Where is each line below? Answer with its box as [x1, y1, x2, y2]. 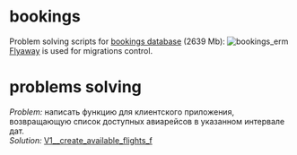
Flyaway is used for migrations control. [9, 45, 153, 56]
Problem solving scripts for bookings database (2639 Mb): [9, 36, 226, 47]
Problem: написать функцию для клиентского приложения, [9, 106, 235, 117]
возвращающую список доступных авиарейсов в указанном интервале [9, 116, 285, 126]
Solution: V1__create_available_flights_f [9, 134, 153, 145]
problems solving [9, 77, 142, 98]
